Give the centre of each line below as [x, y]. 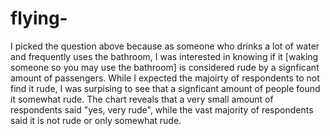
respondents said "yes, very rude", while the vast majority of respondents [162, 109]
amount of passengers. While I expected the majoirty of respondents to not [165, 78]
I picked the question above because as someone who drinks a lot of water [165, 46]
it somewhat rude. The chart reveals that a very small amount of [142, 99]
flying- [39, 18]
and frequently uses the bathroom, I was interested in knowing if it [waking [164, 56]
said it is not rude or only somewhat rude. [96, 120]
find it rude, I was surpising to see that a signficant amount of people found [165, 88]
